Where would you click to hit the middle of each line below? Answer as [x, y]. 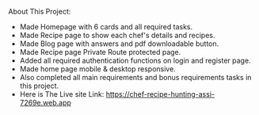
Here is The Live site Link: [62, 94]
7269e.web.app [45, 103]
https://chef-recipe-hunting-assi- [160, 94]
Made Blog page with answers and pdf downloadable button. [119, 44]
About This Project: [40, 11]
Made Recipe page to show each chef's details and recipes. [117, 35]
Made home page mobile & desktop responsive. [97, 69]
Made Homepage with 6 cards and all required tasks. [106, 27]
